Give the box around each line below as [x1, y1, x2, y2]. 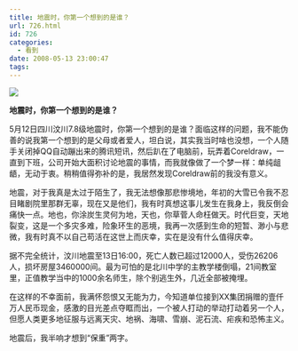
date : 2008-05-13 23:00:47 [9, 54, 109, 63]
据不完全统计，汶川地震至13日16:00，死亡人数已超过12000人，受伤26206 [9, 250, 278, 260]
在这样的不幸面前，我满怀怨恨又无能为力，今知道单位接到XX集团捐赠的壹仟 [9, 291, 285, 302]
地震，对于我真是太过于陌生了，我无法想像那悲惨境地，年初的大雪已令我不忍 [9, 187, 289, 197]
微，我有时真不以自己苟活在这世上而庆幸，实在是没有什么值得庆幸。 [9, 231, 258, 242]
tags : [9, 63, 29, 72]
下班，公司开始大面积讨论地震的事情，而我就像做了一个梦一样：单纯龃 [24, 156, 281, 167]
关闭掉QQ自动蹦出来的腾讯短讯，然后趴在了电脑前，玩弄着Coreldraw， [16, 146, 277, 156]
